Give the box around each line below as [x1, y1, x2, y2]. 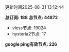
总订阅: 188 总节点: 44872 [5, 15, 58, 20]
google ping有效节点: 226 [5, 41, 57, 47]
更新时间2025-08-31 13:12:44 [5, 4, 64, 10]
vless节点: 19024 [12, 25, 46, 31]
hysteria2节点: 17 [12, 31, 46, 36]
